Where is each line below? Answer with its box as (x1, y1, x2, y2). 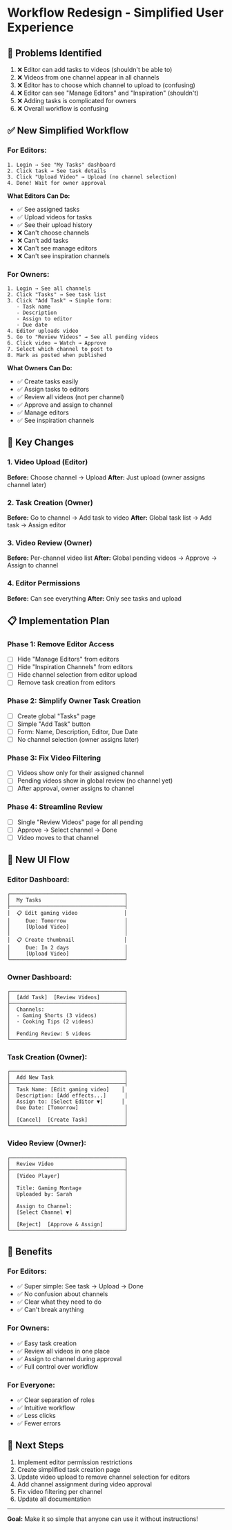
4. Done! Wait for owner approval (7, 179, 107, 186)
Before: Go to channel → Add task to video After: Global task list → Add (7, 513, 212, 522)
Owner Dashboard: (7, 972, 72, 982)
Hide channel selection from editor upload (17, 671, 137, 679)
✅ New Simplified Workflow (7, 125, 129, 136)
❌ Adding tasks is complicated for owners (17, 97, 137, 104)
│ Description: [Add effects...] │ (7, 1092, 128, 1100)
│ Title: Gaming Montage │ (7, 1185, 128, 1192)
